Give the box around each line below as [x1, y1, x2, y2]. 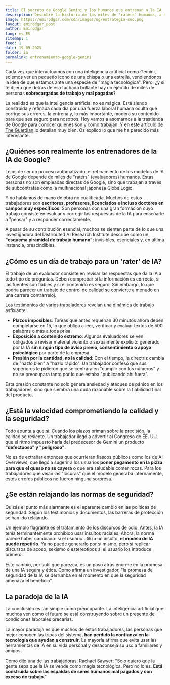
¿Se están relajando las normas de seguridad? [5, 490, 154, 499]
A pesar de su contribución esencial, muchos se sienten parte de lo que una [5, 226, 164, 232]
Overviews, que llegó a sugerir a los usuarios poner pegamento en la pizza [5, 459, 163, 465]
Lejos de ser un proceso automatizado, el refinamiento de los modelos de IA [5, 169, 164, 175]
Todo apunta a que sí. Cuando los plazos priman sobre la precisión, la [5, 428, 151, 434]
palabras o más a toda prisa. [12, 328, 72, 334]
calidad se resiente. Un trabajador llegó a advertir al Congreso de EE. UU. [5, 433, 158, 440]
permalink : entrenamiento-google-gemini [5, 54, 92, 60]
